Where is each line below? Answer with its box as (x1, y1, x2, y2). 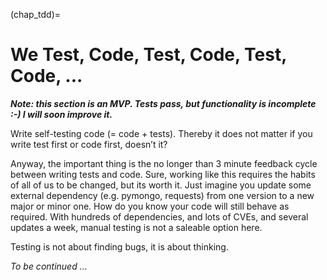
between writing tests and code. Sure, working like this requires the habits (10, 168, 316, 180)
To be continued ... (10, 260, 88, 272)
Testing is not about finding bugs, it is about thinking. (10, 240, 229, 253)
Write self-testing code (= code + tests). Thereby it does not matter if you (10, 127, 313, 139)
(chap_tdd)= (10, 9, 62, 20)
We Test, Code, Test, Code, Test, (10, 44, 287, 66)
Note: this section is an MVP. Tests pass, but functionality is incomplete (10, 97, 317, 109)
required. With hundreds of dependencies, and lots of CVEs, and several (10, 210, 309, 223)
